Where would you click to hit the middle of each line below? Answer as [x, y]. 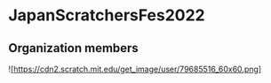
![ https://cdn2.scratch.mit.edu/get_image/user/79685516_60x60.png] [135, 69]
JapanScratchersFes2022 [107, 15]
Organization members [73, 48]
